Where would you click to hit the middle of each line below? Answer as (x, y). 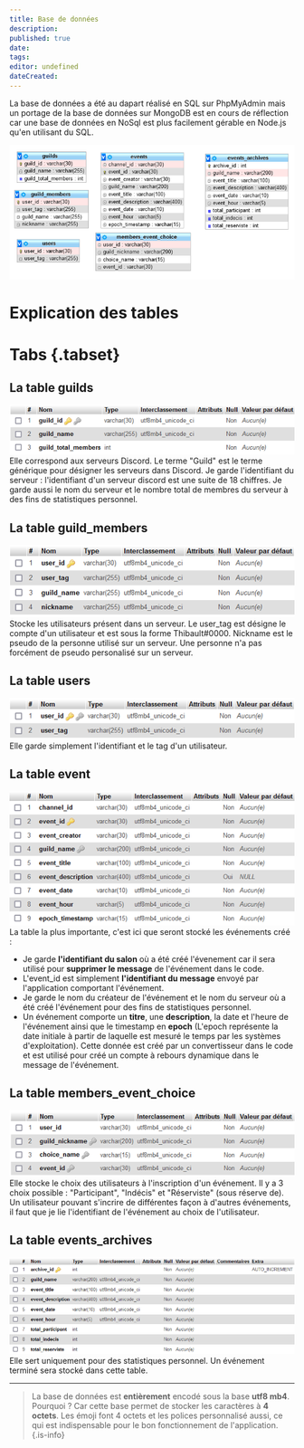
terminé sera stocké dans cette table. (79, 1370)
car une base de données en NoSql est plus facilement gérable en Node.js (148, 122)
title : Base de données (54, 19)
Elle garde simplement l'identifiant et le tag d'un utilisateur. (119, 746)
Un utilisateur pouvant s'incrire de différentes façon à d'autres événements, (150, 1202)
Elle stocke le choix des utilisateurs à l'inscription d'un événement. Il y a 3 (147, 1183)
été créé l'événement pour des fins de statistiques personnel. (137, 1007)
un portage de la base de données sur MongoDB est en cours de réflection (149, 112)
